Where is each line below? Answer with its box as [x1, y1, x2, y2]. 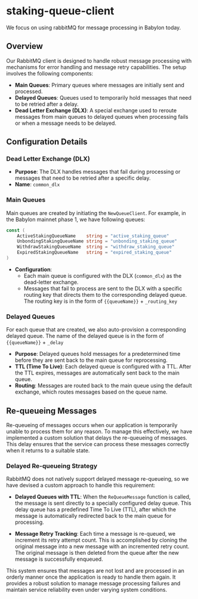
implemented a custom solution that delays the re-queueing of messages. [6, 434, 188, 441]
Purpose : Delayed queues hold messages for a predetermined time [14, 351, 181, 358]
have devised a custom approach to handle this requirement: [6, 482, 156, 489]
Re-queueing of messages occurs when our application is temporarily [6, 422, 178, 429]
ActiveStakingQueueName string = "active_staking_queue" [17, 233, 169, 239]
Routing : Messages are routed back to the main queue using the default [14, 382, 192, 389]
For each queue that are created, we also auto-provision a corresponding [6, 326, 187, 333]
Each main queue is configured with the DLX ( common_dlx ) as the [23, 272, 182, 279]
